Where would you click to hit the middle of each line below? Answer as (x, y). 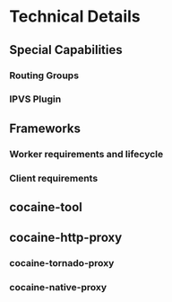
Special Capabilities (66, 50)
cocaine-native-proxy (58, 288)
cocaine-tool (46, 207)
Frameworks (45, 128)
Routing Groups (44, 75)
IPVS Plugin (35, 99)
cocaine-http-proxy (66, 238)
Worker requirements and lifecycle (86, 154)
